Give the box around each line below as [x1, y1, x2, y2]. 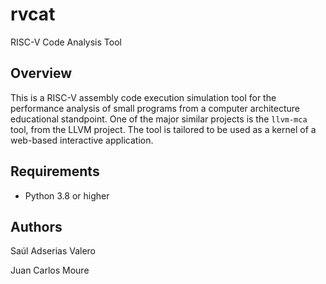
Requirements [10, 163, 100, 180]
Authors [10, 218, 63, 235]
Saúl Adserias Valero [10, 245, 97, 257]
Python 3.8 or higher [24, 189, 110, 202]
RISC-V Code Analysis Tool [10, 36, 122, 48]
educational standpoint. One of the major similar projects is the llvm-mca [10, 113, 308, 125]
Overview [10, 65, 73, 82]
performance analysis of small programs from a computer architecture [10, 102, 301, 114]
